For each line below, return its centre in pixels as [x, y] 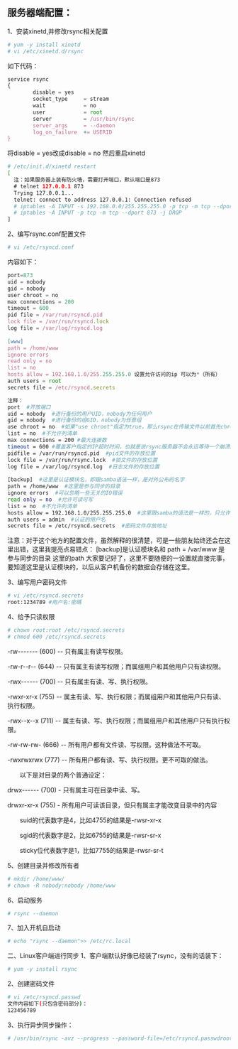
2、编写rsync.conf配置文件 [47, 234]
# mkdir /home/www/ [36, 879]
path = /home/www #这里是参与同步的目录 [64, 486]
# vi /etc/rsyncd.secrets [45, 596]
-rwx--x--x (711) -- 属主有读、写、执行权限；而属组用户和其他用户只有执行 [116, 721]
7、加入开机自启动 [34, 928]
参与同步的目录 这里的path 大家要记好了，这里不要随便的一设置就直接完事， [118, 558]
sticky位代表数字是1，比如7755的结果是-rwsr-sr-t [92, 850]
